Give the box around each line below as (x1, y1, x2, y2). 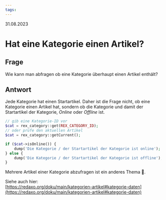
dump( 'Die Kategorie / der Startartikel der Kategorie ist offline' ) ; (14, 155, 163, 160)
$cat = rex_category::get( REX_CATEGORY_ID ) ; (5, 124, 99, 129)
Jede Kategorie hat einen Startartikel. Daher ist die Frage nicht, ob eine (5, 99, 150, 105)
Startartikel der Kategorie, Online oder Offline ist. (5, 109, 105, 115)
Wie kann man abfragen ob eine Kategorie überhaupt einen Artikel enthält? (5, 71, 158, 77)
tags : (5, 7, 16, 12)
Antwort (5, 85, 31, 94)
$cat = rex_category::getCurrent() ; (5, 133, 81, 138)
